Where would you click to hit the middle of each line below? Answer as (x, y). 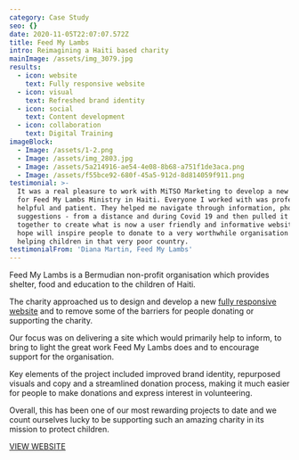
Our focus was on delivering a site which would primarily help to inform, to (145, 338)
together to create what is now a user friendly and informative (141, 225)
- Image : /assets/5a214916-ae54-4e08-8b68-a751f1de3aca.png (131, 167)
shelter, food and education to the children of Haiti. (102, 284)
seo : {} (24, 26)
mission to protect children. (59, 430)
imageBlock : (31, 142)
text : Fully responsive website (85, 84)
